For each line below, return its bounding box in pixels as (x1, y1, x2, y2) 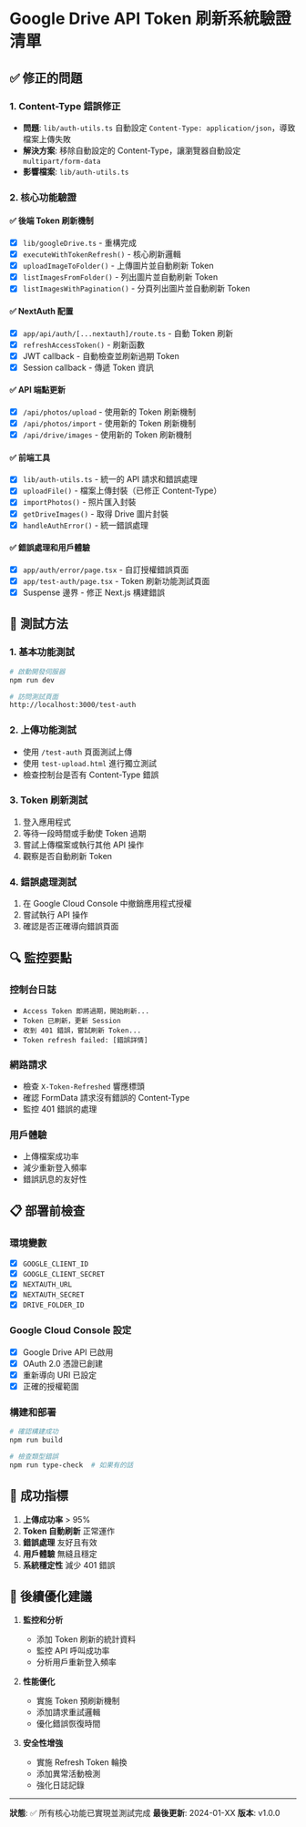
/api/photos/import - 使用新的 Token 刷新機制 (22, 418, 196, 429)
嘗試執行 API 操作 (22, 909, 89, 920)
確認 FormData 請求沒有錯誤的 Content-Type (22, 1093, 190, 1103)
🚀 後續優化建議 (9, 1588, 93, 1604)
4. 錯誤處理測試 (9, 876, 77, 888)
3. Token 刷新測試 (9, 794, 88, 806)
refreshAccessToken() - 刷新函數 (22, 339, 146, 350)
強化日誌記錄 (36, 1780, 85, 1791)
